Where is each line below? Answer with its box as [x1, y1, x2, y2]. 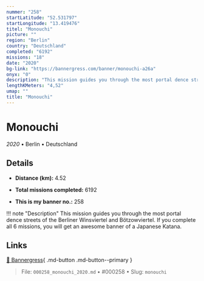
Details [6, 158, 33, 168]
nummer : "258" [6, 9, 42, 15]
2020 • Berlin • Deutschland [6, 140, 78, 148]
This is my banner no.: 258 [15, 197, 84, 205]
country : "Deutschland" [6, 43, 67, 49]
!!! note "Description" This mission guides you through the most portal [6, 210, 182, 217]
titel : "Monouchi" [6, 26, 53, 32]
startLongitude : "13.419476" [6, 20, 80, 26]
